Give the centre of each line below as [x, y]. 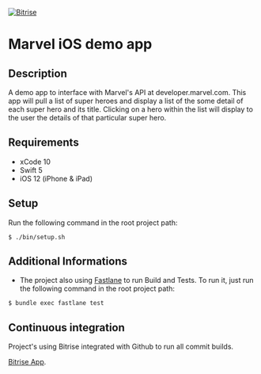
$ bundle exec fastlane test [56, 303]
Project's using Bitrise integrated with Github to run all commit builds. [121, 347]
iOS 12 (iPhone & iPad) [56, 178]
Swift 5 [31, 170]
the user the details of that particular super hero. [87, 118]
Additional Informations [68, 261]
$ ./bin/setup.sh [37, 237]
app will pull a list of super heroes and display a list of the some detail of [126, 101]
